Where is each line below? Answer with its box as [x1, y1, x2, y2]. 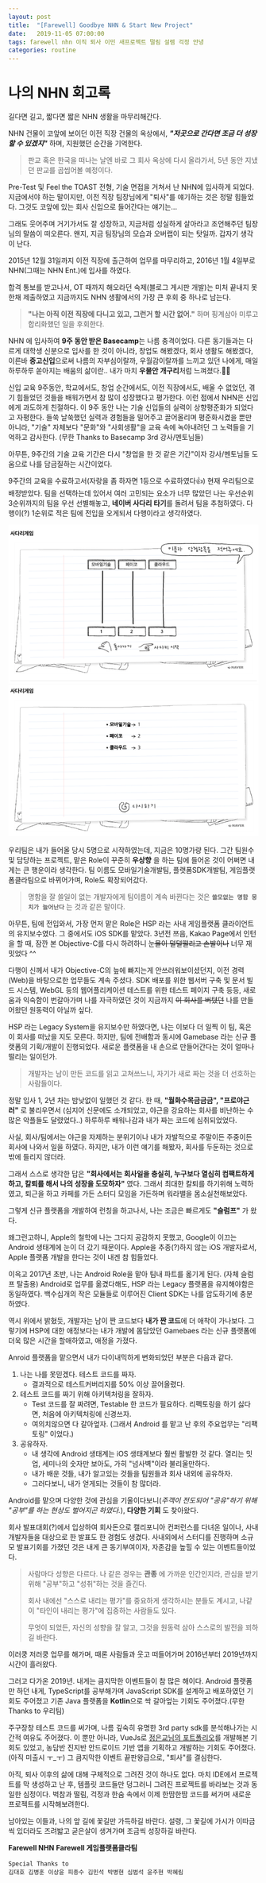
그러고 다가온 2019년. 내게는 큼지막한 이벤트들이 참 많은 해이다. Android [8, 1677, 232, 1686]
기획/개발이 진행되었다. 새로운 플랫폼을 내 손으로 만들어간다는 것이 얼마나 [29, 1042, 255, 1051]
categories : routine [8, 46, 77, 55]
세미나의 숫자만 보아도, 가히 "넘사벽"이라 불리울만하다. [42, 1459, 210, 1468]
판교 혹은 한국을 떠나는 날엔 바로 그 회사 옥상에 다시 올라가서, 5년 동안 [27, 156, 244, 165]
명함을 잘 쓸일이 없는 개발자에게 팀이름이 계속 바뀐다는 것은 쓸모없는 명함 [27, 892, 249, 901]
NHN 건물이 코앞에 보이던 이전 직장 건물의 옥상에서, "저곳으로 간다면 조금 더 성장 [8, 129, 257, 138]
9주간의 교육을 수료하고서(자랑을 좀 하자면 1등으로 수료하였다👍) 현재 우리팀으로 [8, 477, 255, 486]
